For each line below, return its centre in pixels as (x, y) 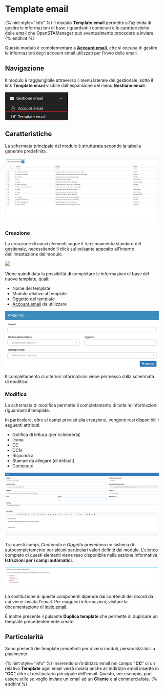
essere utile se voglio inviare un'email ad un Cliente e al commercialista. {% (81, 679)
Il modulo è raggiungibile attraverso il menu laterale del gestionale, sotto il (79, 80)
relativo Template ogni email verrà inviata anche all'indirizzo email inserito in (82, 668)
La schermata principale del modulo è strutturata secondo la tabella (73, 146)
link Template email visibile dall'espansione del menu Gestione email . (76, 85)
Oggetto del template (33, 299)
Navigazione (25, 68)
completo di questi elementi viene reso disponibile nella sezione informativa (81, 555)
